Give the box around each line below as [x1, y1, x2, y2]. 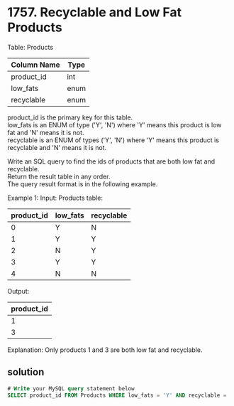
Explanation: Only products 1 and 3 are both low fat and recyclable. [7, 346, 203, 354]
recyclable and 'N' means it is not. [7, 143, 107, 151]
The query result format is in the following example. [7, 179, 158, 188]
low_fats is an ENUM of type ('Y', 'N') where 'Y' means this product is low [7, 120, 222, 129]
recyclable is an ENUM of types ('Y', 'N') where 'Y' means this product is [7, 136, 220, 144]
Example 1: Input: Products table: [7, 193, 104, 202]
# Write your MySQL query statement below [7, 385, 135, 392]
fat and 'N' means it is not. [7, 128, 84, 137]
